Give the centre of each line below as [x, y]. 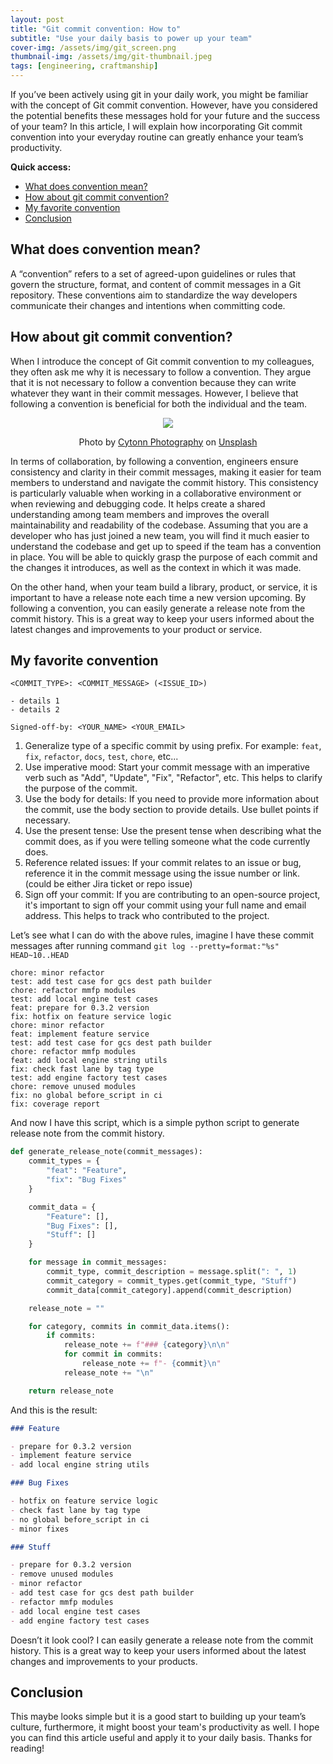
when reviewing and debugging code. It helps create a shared [138, 503]
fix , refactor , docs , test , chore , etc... [101, 757]
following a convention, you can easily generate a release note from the [158, 608]
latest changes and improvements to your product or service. [136, 629]
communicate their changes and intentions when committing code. [148, 305]
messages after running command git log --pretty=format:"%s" [145, 946]
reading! [27, 1748]
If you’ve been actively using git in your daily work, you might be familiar [159, 94]
